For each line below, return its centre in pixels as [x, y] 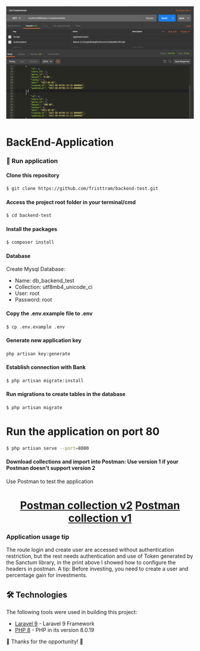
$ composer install [30, 242]
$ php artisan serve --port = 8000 [48, 448]
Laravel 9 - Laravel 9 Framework [54, 624]
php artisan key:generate [38, 354]
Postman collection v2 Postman [100, 505]
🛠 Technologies [37, 595]
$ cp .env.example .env [36, 327]
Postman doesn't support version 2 [51, 468]
